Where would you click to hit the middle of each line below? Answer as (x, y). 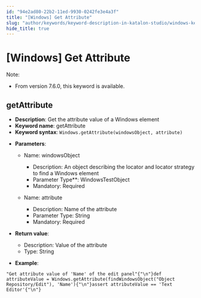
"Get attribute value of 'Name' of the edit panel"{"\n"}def (84, 274)
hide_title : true (28, 28)
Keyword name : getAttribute (50, 126)
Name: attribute (43, 197)
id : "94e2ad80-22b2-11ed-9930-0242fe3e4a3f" (63, 12)
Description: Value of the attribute (66, 245)
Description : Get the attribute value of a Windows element (87, 119)
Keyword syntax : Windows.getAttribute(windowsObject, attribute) (99, 132)
